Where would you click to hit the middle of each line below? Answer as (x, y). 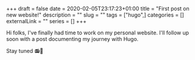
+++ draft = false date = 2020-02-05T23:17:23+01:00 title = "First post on (98, 9)
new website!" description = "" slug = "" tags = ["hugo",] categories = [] (95, 15)
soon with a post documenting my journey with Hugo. (73, 39)
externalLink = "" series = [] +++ (46, 21)
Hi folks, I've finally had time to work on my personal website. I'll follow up (97, 33)
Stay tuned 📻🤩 (25, 51)
